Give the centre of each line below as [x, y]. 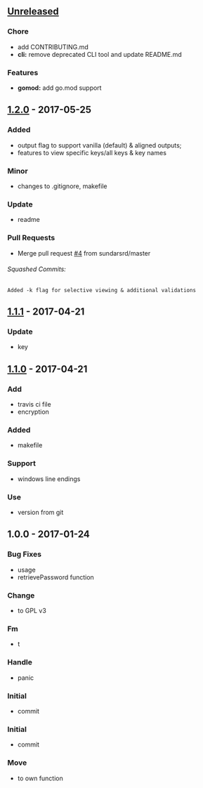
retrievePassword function [56, 577]
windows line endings [49, 479]
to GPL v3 [32, 611]
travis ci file [34, 405]
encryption [33, 412]
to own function [40, 778]
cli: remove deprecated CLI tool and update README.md [100, 54]
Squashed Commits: [37, 269]
